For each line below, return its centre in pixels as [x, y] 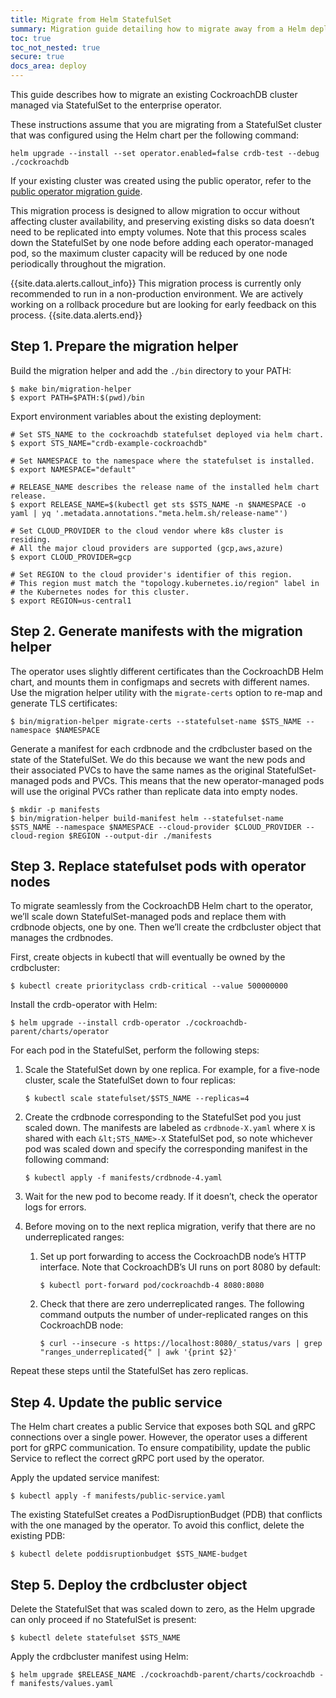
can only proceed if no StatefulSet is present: [103, 1620]
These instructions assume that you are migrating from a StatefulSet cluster [166, 124]
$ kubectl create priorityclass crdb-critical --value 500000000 [149, 986]
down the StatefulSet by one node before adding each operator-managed [162, 242]
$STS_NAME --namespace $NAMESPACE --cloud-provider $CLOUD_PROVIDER [156, 827]
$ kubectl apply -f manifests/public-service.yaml [118, 1496]
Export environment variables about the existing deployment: [136, 416]
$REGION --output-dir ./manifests [140, 836]
